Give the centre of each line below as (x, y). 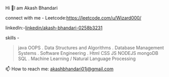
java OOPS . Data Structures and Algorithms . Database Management (91, 48)
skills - (12, 38)
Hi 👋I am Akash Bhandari (32, 8)
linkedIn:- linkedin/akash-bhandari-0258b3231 (54, 28)
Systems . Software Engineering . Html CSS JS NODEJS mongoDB (88, 53)
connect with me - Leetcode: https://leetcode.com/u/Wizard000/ (73, 18)
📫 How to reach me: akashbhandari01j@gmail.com (60, 69)
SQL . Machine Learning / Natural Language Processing (77, 59)
